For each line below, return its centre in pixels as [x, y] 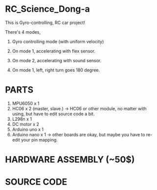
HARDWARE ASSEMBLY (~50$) [70, 160]
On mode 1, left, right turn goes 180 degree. [56, 70]
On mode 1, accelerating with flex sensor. [54, 51]
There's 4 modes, [23, 32]
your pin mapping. [39, 140]
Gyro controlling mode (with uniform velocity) [58, 41]
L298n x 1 [22, 119]
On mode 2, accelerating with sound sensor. [57, 60]
